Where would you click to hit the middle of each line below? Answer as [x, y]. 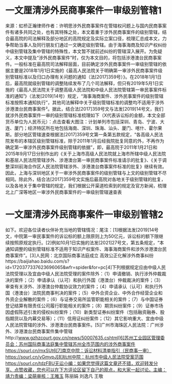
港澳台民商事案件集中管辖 [46, 331]
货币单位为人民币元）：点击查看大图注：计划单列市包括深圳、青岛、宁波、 [83, 121]
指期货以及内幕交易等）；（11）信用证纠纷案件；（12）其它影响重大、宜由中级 [84, 318]
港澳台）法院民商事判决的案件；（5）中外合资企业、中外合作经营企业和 [88, 293]
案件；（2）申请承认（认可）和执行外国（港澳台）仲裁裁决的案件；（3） [89, 280]
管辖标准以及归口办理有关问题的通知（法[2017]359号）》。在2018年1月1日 [85, 77]
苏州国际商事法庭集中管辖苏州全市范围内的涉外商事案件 [77, 344]
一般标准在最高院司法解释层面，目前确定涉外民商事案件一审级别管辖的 [88, 64]
